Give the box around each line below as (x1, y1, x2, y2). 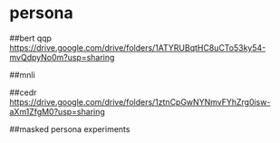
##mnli (9, 69, 36, 80)
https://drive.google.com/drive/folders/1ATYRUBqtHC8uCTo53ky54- (9, 42, 266, 52)
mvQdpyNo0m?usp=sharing (9, 52, 115, 62)
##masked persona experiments (9, 123, 130, 134)
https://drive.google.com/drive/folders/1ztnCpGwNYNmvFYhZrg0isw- (9, 96, 271, 107)
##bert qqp (9, 33, 53, 43)
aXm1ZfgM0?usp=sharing (9, 106, 106, 117)
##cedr (9, 87, 37, 98)
